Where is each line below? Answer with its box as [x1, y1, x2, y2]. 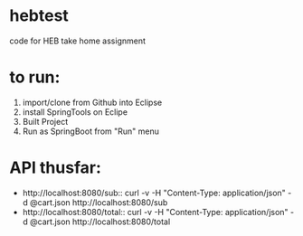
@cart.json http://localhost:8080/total [30, 216, 171, 227]
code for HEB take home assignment [9, 35, 147, 46]
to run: [9, 67, 61, 88]
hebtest [9, 5, 70, 26]
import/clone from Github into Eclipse [22, 97, 163, 108]
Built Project [22, 116, 69, 127]
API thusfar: [9, 157, 102, 178]
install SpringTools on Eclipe [22, 106, 128, 118]
